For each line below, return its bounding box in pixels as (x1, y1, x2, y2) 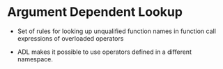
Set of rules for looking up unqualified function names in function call (17, 27, 216, 35)
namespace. (17, 55, 54, 63)
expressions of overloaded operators (17, 34, 124, 42)
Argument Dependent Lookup (7, 4, 183, 20)
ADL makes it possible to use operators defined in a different (17, 48, 192, 56)
